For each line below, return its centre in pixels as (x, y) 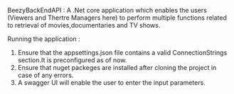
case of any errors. (46, 75)
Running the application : (44, 39)
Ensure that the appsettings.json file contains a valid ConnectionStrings (122, 53)
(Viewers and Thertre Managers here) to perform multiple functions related (117, 18)
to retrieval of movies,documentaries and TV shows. (84, 25)
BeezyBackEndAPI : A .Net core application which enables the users (107, 10)
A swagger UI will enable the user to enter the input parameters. (112, 83)
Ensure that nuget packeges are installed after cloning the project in (117, 67)
